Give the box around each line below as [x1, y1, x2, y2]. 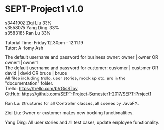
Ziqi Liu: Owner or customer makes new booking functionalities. [5, 109, 134, 116]
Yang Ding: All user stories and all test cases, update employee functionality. [5, 119, 160, 125]
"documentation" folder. [5, 80, 54, 86]
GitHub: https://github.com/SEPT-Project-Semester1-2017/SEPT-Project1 [5, 91, 152, 97]
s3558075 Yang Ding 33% [5, 25, 60, 30]
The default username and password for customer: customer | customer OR [5, 65, 158, 71]
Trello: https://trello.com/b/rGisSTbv [5, 85, 78, 91]
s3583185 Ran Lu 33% [5, 30, 51, 36]
